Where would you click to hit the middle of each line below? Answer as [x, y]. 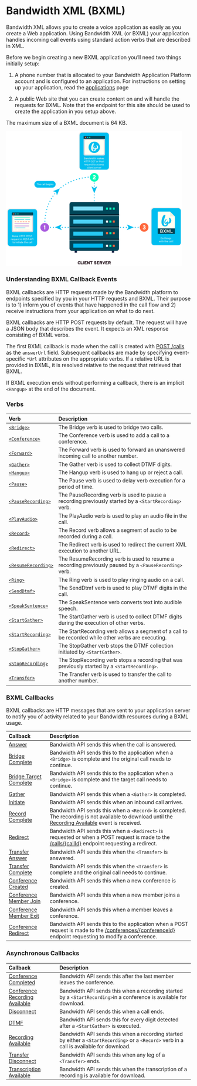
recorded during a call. [86, 536]
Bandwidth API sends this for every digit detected [119, 1020]
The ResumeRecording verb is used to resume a [116, 559]
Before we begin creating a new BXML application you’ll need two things [94, 57]
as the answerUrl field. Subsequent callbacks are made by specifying [89, 352]
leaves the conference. [87, 982]
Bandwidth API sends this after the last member [117, 976]
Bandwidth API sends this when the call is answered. [113, 744]
